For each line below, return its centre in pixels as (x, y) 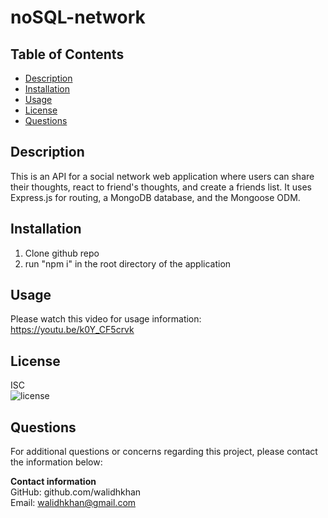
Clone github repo (62, 253)
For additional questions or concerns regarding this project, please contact (164, 452)
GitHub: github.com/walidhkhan (76, 492)
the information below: (56, 462)
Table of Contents (67, 54)
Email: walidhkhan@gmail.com (73, 503)
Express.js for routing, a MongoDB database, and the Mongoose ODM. (155, 197)
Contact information (53, 482)
